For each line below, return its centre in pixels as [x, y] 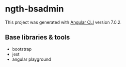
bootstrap [22, 49]
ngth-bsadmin [34, 9]
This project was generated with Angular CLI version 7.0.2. [63, 22]
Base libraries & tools [38, 37]
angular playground [31, 59]
